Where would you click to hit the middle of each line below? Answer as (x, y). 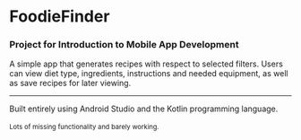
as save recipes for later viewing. (70, 83)
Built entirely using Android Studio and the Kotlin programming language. (144, 109)
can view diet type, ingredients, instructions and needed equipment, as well (149, 74)
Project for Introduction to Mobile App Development (124, 45)
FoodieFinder (60, 17)
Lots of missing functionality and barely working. (84, 127)
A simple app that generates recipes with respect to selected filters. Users (146, 64)
